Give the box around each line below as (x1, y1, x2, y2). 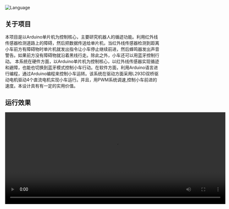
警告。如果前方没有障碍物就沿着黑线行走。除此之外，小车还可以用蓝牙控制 (5, 52, 155, 58)
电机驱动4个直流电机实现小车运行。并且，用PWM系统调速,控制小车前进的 (9, 76, 158, 83)
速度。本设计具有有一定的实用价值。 (5, 83, 78, 89)
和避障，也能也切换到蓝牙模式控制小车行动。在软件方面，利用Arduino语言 (5, 64, 154, 70)
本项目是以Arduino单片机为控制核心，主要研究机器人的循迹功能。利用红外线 (5, 34, 158, 40)
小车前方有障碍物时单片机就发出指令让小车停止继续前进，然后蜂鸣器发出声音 (5, 46, 160, 52)
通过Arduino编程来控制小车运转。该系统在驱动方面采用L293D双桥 (22, 70, 155, 76)
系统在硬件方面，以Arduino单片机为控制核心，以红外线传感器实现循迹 (19, 58, 160, 64)
